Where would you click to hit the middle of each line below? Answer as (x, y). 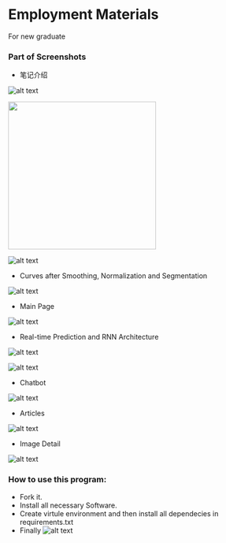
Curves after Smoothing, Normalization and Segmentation (113, 276)
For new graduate (37, 36)
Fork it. (31, 497)
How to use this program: (57, 480)
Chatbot (33, 383)
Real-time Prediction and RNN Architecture (89, 337)
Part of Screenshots (47, 57)
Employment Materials (83, 15)
